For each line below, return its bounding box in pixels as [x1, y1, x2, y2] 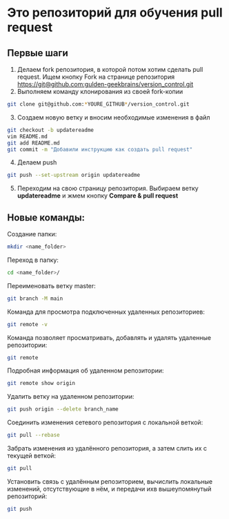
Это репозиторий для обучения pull [7, 5, 223, 21]
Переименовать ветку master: [7, 281, 97, 290]
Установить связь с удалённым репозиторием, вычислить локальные [7, 477, 212, 485]
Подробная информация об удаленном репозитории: [7, 366, 164, 375]
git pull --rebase [7, 432, 60, 439]
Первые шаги [7, 47, 68, 59]
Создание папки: [7, 230, 57, 238]
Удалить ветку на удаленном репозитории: [7, 393, 135, 401]
